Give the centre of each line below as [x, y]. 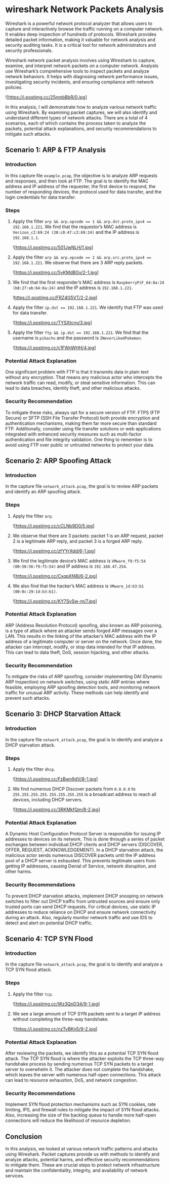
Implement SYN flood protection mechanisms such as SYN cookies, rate [80, 1104]
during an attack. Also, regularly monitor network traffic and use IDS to [79, 917]
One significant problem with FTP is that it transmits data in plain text [77, 372]
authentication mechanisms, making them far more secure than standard [81, 423]
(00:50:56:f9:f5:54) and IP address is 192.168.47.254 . [70, 566]
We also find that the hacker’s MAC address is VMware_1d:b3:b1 [78, 586]
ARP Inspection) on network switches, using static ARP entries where [77, 682]
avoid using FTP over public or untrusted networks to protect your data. [80, 445]
